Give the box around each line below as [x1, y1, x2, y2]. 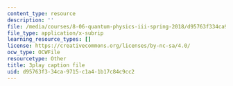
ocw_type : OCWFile [7, 49, 60, 56]
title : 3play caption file [7, 62, 85, 69]
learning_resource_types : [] [7, 36, 92, 43]
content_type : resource [7, 10, 76, 17]
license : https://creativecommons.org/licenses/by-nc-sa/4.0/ [7, 42, 191, 49]
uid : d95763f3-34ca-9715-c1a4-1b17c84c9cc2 [7, 68, 135, 75]
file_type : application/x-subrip [7, 29, 104, 37]
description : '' [7, 17, 54, 24]
